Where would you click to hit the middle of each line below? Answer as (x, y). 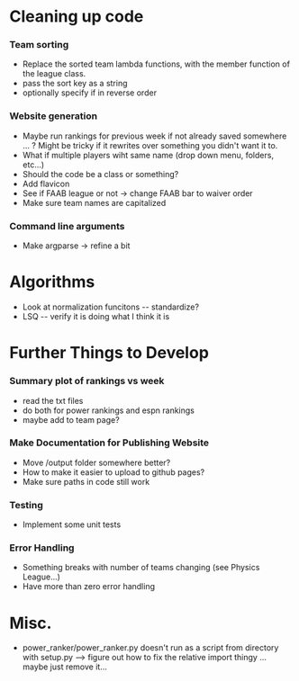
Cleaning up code (77, 17)
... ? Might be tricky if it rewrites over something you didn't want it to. (150, 145)
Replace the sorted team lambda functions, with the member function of (156, 64)
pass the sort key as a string (75, 84)
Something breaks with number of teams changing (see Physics (141, 568)
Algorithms (52, 282)
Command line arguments (67, 226)
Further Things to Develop (109, 353)
